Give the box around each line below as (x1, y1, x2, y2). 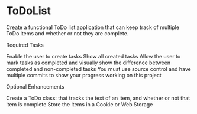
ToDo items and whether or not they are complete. (6, 30, 129, 37)
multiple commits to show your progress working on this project (6, 71, 162, 79)
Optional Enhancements (6, 83, 64, 90)
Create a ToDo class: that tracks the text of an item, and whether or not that (6, 95, 190, 102)
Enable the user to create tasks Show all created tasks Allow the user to (6, 53, 181, 60)
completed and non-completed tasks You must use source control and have (6, 65, 191, 72)
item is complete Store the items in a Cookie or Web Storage (6, 100, 153, 108)
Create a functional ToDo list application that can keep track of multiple (6, 24, 179, 31)
